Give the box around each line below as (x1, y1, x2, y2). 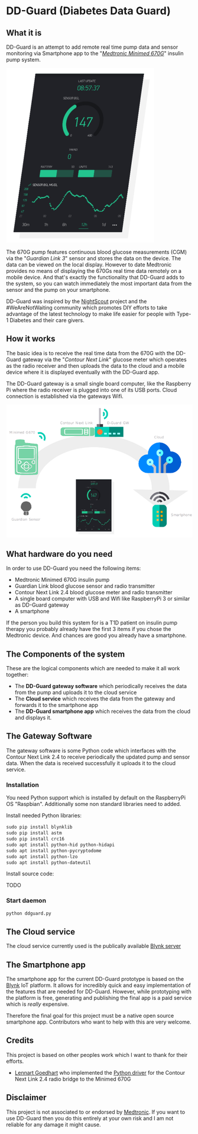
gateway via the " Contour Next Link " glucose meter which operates (22, 356, 187, 363)
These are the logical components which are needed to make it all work (6, 664, 180, 671)
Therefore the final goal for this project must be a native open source (6, 1012, 174, 1019)
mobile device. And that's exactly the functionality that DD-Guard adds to (6, 274, 185, 281)
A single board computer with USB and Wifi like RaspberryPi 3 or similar (14, 595, 190, 603)
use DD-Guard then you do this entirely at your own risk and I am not (6, 1114, 174, 1122)
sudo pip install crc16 (6, 836, 65, 842)
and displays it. (14, 713, 52, 721)
